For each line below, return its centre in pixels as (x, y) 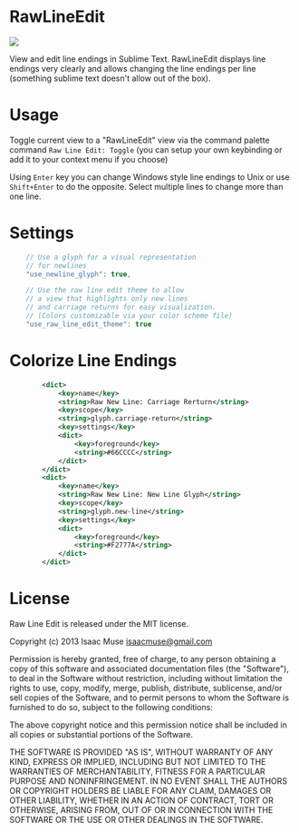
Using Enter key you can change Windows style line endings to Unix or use (149, 177)
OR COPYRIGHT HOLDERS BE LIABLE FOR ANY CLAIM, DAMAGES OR (140, 790)
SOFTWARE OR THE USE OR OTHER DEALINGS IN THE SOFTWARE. (136, 819)
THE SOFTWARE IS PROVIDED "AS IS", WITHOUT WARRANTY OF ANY (141, 752)
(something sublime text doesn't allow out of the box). (110, 78)
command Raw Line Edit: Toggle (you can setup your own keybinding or (146, 149)
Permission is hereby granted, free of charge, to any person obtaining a (143, 659)
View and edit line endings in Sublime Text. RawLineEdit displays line (138, 59)
